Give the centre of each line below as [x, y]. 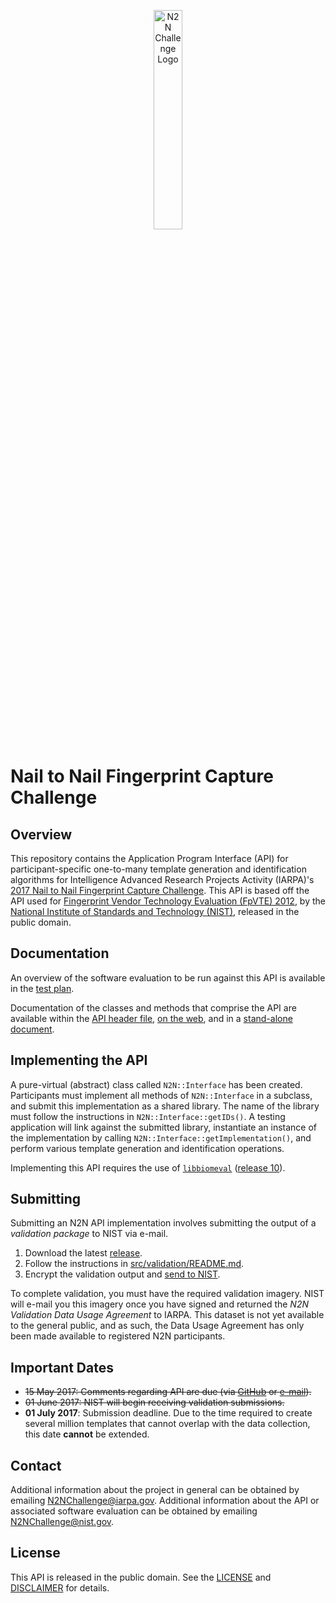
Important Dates [62, 1367]
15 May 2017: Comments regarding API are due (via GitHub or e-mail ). [168, 1392]
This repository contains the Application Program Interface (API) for [149, 858]
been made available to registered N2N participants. [118, 1336]
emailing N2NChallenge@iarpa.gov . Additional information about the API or [165, 1501]
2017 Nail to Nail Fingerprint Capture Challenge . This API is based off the [160, 890]
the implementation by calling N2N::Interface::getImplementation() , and [161, 1137]
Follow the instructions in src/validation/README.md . [134, 1264]
